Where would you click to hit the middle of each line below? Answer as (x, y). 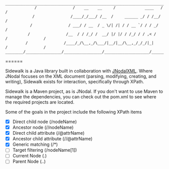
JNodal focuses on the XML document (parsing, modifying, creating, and (81, 76)
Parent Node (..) (29, 161)
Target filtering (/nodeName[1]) (45, 150)
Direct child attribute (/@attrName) (48, 133)
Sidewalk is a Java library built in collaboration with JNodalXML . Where (79, 71)
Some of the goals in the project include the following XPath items (74, 112)
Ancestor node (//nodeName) (43, 128)
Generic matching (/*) (35, 144)
